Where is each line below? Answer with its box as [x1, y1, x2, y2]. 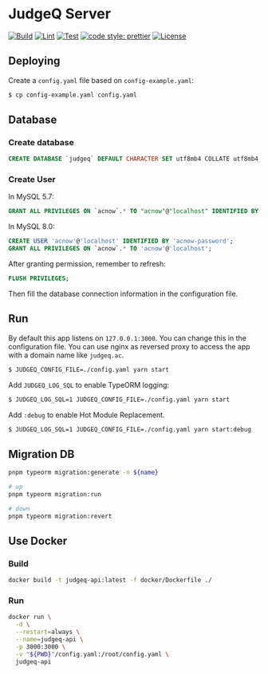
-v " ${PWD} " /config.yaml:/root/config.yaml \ [15, 650, 170, 658]
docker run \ [8, 613, 52, 621]
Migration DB [8, 447, 75, 461]
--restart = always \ [15, 628, 81, 637]
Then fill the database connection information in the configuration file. [8, 289, 238, 298]
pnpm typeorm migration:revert [8, 512, 112, 520]
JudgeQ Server [8, 5, 112, 23]
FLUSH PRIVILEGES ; [8, 274, 69, 283]
